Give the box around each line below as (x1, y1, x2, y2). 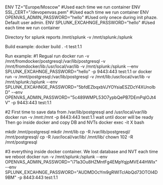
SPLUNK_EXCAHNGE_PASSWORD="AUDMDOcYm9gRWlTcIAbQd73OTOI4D (5, 169, 158, 175)
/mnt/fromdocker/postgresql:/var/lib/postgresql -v (5, 58, 106, 64)
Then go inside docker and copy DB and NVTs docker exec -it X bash (5, 119, 145, 125)
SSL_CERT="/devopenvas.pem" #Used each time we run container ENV (5, 9, 149, 15)
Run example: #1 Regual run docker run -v (5, 53, 90, 59)
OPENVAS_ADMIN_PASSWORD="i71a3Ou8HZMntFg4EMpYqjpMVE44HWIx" (5, 159, 158, 165)
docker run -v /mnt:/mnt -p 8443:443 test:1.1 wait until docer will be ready (5, 114, 154, 120)
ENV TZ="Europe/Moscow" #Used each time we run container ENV (5, 4, 141, 10)
